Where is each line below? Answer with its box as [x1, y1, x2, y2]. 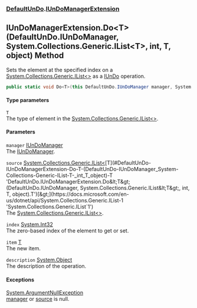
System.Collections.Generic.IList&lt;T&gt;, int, [80, 185, 190, 192]
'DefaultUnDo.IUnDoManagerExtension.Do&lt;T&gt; [6, 178, 130, 185]
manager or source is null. [6, 296, 70, 303]
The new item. [6, 245, 41, 252]
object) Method [6, 51, 64, 61]
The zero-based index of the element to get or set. [6, 227, 129, 234]
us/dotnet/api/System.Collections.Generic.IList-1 [6, 197, 124, 204]
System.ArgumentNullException [6, 289, 84, 296]
